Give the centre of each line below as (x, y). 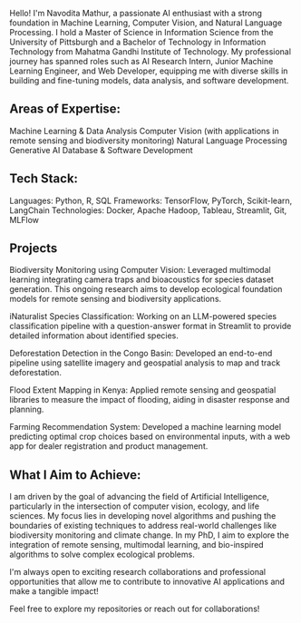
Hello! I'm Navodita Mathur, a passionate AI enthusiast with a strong (136, 13)
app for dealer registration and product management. (109, 446)
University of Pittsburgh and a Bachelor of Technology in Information (138, 42)
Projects (34, 248)
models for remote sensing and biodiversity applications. (116, 299)
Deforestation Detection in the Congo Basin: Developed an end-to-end (141, 354)
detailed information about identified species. (94, 336)
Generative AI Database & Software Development (101, 150)
